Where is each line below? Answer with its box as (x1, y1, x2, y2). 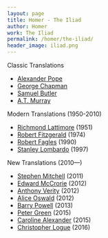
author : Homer (7, 23, 48, 30)
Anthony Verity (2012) (17, 187, 80, 195)
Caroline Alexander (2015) (17, 216, 91, 224)
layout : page (7, 10, 45, 17)
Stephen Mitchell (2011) (17, 172, 84, 180)
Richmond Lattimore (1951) (17, 123, 93, 131)
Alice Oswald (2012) (17, 194, 74, 202)
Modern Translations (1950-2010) (7, 110, 102, 118)
